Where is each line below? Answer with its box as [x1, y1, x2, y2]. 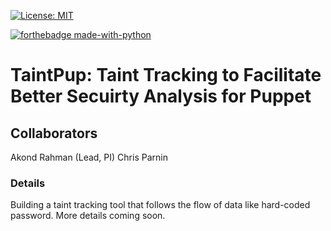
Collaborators [10, 125, 98, 142]
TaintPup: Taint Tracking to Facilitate [10, 64, 322, 87]
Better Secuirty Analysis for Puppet [10, 85, 312, 108]
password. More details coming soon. [10, 210, 166, 222]
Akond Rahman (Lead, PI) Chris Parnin [10, 151, 168, 163]
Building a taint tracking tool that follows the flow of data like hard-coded [10, 199, 311, 211]
